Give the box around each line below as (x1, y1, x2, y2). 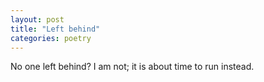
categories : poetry (10, 33, 92, 43)
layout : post (10, 14, 65, 25)
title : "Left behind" (10, 24, 101, 34)
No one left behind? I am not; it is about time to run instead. (10, 61, 255, 73)
